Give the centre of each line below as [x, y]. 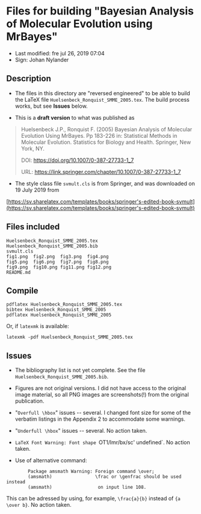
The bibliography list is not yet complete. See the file [80, 370]
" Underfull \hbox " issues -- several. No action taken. [81, 431]
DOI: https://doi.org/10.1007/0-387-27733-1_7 [77, 160]
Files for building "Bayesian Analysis [100, 11]
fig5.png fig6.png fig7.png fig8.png [58, 262]
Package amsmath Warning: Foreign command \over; [91, 472]
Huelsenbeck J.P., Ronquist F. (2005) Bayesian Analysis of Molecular [107, 129]
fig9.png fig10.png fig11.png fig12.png [59, 267]
